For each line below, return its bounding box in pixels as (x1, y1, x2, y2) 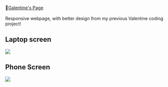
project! (5, 21, 22, 27)
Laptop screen (5, 35, 52, 44)
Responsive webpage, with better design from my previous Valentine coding (5, 16, 163, 21)
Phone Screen (5, 63, 50, 71)
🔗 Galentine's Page (5, 5, 44, 11)
